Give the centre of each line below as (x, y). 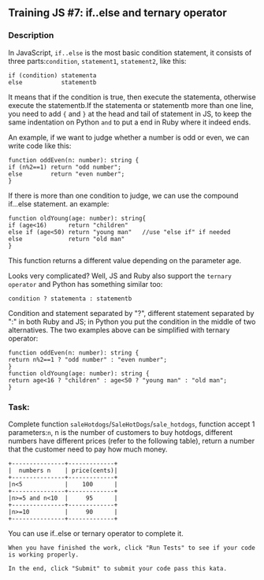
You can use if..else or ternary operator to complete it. (96, 533)
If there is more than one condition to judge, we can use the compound (123, 195)
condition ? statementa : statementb (70, 299)
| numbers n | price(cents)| (63, 470)
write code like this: (40, 146)
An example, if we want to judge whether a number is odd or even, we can (129, 137)
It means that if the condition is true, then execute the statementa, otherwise (132, 97)
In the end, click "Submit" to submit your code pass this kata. (117, 568)
